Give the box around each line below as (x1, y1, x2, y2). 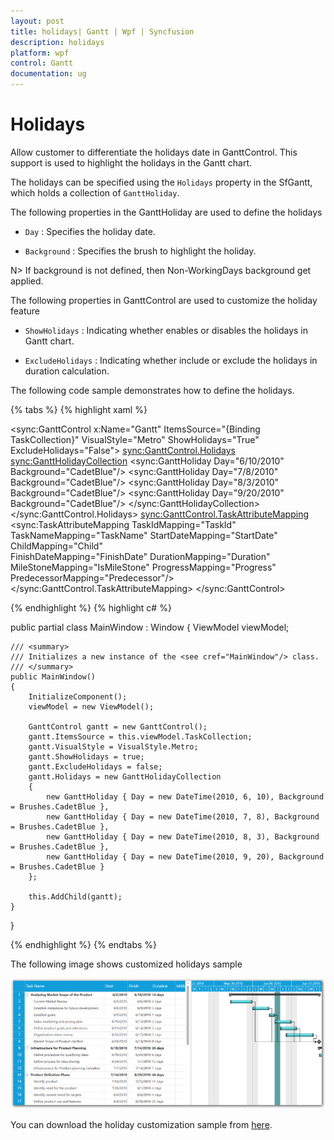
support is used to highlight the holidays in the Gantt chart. (10, 156, 253, 169)
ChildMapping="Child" (10, 540, 103, 552)
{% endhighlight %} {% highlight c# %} (10, 601, 172, 614)
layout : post (10, 16, 65, 26)
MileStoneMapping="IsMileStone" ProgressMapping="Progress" (10, 561, 277, 573)
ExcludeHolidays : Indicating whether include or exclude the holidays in (24, 354, 318, 366)
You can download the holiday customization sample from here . (10, 1119, 273, 1131)
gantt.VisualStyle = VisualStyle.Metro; (28, 741, 199, 752)
